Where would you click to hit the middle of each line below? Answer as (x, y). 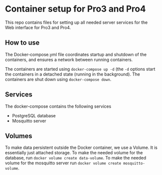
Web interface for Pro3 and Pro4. (38, 27)
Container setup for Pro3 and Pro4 (75, 9)
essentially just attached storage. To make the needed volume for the (74, 153)
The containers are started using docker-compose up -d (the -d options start (80, 69)
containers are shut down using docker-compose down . (58, 79)
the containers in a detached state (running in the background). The (73, 74)
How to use (22, 43)
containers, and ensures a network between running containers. (69, 60)
